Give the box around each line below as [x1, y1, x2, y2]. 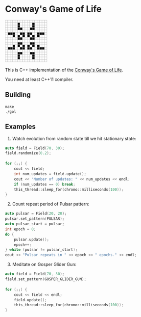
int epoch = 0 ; [5, 227, 36, 232]
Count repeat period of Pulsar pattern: [12, 201, 90, 207]
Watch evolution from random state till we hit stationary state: [12, 135, 136, 141]
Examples [5, 123, 36, 131]
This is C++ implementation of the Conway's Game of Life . [5, 67, 123, 73]
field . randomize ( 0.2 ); [5, 151, 51, 156]
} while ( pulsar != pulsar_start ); [5, 247, 78, 252]
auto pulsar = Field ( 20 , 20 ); [5, 211, 67, 216]
